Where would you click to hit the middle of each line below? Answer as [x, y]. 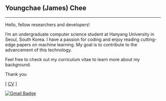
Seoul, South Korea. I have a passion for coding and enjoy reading [72, 39]
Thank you [16, 74]
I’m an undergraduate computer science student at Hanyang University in [80, 34]
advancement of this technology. [39, 50]
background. [18, 65]
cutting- [149, 39]
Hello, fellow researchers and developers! [47, 25]
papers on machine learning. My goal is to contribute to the [77, 44]
